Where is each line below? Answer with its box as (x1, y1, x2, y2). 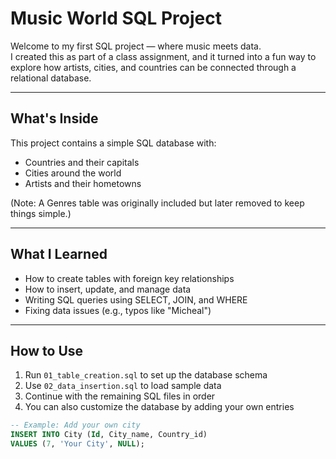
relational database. (10, 72, 92, 84)
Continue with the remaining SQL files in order (24, 390, 216, 402)
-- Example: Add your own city (10, 420, 141, 431)
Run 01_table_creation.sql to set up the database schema (24, 369, 268, 381)
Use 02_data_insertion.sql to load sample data (24, 380, 222, 392)
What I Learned (10, 246, 108, 263)
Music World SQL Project (10, 7, 223, 30)
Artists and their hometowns (24, 177, 142, 189)
